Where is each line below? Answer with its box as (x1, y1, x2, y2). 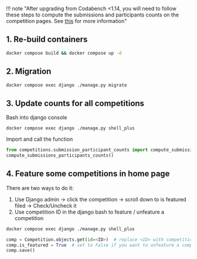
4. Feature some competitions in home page (6, 169, 170, 179)
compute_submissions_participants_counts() (6, 152, 114, 158)
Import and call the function (6, 135, 73, 143)
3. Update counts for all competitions (6, 98, 145, 108)
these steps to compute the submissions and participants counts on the (6, 11, 179, 18)
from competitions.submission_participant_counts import (6, 147, 148, 153)
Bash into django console (6, 114, 67, 121)
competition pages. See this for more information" (6, 18, 127, 24)
